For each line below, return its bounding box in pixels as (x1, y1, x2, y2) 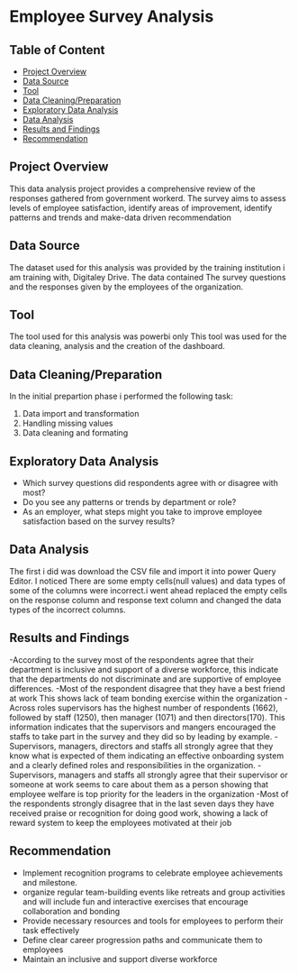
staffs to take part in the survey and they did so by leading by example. (9, 730, 273, 741)
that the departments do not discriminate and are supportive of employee (9, 674, 282, 684)
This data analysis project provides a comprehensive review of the (9, 183, 256, 194)
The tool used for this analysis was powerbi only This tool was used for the (9, 331, 287, 342)
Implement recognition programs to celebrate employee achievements (22, 867, 284, 878)
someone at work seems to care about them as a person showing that (9, 778, 268, 790)
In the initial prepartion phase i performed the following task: (9, 390, 234, 402)
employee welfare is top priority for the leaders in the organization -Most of (9, 788, 289, 799)
